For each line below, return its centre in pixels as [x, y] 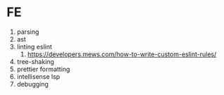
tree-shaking [35, 61]
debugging [32, 84]
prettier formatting [43, 69]
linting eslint [34, 46]
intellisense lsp [38, 76]
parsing [28, 32]
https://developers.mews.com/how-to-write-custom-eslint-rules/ [122, 54]
